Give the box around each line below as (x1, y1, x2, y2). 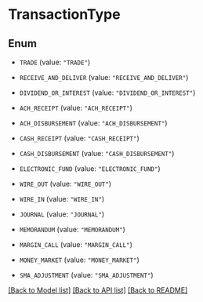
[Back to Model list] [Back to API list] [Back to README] (8, 286, 188, 295)
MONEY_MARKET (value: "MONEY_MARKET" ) (19, 255, 140, 264)
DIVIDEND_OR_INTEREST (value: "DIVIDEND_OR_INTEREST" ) (19, 88, 196, 97)
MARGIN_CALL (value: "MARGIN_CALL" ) (19, 240, 133, 249)
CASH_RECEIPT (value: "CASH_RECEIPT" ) (19, 133, 140, 143)
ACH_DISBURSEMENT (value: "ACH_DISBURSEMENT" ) (19, 118, 168, 127)
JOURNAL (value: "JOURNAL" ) (19, 209, 104, 219)
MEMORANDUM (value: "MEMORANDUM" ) (19, 225, 125, 234)
